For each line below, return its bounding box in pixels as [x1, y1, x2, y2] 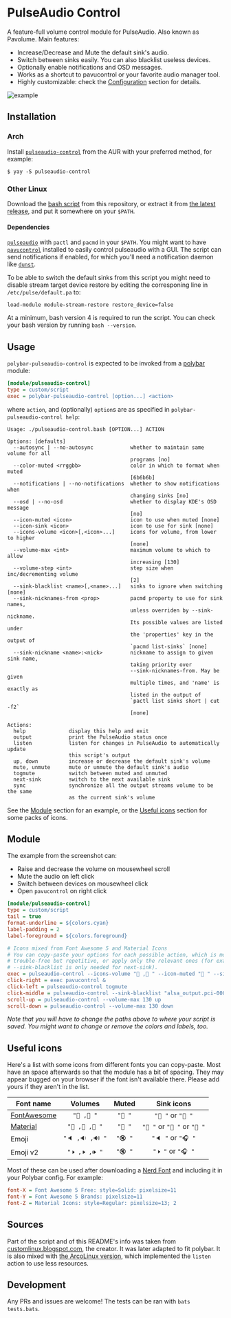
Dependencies [7, 223, 50, 231]
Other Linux [7, 184, 47, 194]
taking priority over [130, 661, 192, 668]
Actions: [7, 721, 32, 728]
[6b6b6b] [130, 474, 155, 481]
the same [7, 788, 32, 795]
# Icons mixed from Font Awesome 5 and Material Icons [7, 945, 168, 952]
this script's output [68, 752, 131, 759]
